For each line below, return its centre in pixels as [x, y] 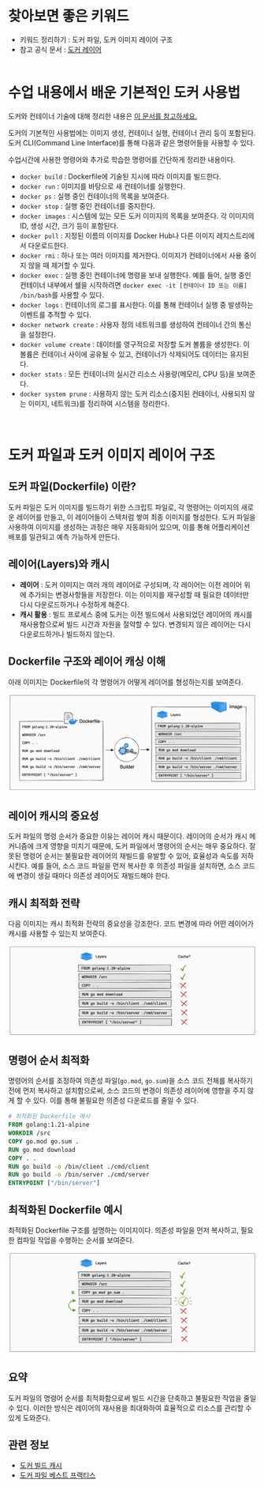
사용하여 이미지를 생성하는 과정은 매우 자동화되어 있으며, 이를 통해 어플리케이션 [129, 527]
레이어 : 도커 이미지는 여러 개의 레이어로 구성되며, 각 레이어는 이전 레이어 [131, 585]
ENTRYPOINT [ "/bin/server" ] [54, 1183]
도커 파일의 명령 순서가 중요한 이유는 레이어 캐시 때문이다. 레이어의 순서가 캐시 [128, 836]
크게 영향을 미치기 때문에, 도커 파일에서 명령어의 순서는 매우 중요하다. [141, 846]
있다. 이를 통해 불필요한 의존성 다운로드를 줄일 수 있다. [116, 1101]
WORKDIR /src [30, 1133]
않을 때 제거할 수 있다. [62, 265]
